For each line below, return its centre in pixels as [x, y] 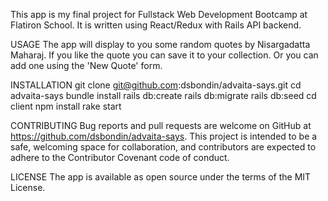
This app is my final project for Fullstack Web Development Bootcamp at [159, 14]
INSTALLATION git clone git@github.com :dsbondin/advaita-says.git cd [156, 85]
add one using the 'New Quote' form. [86, 65]
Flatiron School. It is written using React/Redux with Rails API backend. [156, 25]
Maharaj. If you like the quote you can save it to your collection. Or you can [164, 55]
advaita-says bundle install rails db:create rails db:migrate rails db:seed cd [163, 95]
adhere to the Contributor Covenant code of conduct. [120, 157]
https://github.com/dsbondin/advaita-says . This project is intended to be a [164, 136]
